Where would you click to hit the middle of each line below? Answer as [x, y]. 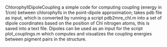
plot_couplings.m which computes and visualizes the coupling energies [78, 34]
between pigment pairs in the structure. [46, 39]
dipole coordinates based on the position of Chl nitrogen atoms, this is [77, 23]
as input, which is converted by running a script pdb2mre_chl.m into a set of [83, 18]
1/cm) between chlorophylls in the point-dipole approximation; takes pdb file [84, 12]
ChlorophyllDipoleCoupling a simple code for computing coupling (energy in [83, 7]
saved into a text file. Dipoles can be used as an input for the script [74, 28]
